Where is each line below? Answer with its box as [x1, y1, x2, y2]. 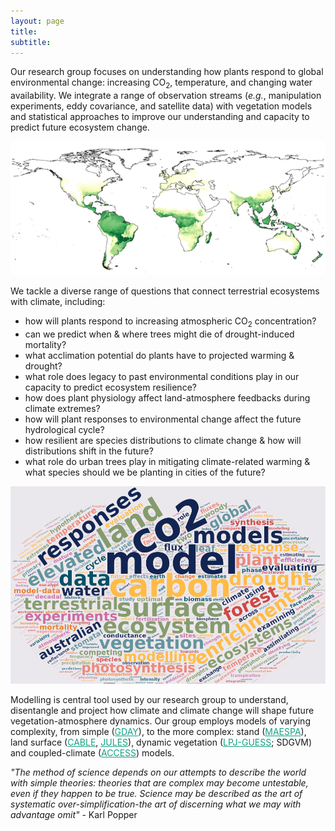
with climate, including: [10, 295, 106, 307]
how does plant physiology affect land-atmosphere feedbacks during [24, 391, 311, 404]
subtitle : [10, 37, 52, 47]
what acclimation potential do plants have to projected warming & [24, 349, 295, 361]
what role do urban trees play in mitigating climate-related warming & [24, 455, 311, 467]
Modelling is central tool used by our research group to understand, [10, 694, 289, 706]
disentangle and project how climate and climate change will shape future [10, 705, 315, 717]
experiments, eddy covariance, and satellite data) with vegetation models [10, 100, 313, 112]
